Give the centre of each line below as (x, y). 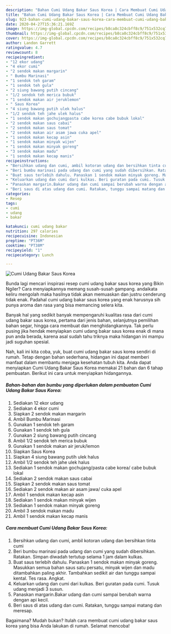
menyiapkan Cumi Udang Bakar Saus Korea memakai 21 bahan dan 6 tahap (84, 368)
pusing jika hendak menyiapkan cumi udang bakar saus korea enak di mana (85, 331)
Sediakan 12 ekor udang (38, 403)
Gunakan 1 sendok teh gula (41, 430)
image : (13, 29)
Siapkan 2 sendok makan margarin (49, 414)
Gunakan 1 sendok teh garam (44, 425)
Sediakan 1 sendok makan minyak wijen (55, 500)
